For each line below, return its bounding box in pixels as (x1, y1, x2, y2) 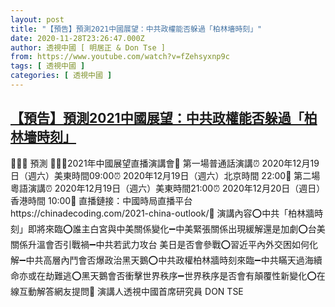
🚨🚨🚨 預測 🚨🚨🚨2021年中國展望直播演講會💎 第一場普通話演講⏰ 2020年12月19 (10, 157, 320, 169)
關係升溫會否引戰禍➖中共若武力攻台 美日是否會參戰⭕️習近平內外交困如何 (10, 238, 310, 250)
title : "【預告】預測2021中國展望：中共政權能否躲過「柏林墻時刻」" (10, 24, 263, 34)
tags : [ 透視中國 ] (10, 61, 86, 71)
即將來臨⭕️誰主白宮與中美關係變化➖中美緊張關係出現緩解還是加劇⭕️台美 (27, 222, 326, 235)
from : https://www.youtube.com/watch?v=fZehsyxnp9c (10, 52, 230, 62)
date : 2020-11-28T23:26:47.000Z (10, 33, 145, 43)
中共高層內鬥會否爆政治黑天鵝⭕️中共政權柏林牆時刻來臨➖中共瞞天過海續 (25, 254, 323, 266)
